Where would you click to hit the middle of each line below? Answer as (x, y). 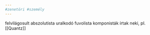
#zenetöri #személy (25, 9)
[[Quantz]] (15, 28)
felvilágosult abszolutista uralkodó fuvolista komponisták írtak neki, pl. (75, 23)
